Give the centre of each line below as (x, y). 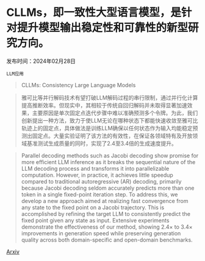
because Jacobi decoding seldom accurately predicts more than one (108, 188)
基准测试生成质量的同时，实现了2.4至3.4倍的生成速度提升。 (102, 143)
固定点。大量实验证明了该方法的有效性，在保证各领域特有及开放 (112, 135)
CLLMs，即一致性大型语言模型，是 (94, 13)
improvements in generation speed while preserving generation (101, 233)
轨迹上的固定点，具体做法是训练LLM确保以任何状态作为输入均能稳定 (107, 128)
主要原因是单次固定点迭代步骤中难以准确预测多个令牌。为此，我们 (115, 113)
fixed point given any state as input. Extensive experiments (95, 220)
